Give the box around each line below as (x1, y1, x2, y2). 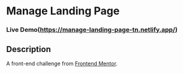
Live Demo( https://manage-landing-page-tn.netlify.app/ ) (6, 26, 178, 34)
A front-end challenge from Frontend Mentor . (6, 60, 118, 67)
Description (6, 44, 51, 54)
